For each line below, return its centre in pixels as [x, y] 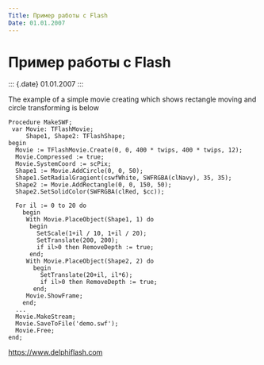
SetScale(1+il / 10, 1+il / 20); [92, 234]
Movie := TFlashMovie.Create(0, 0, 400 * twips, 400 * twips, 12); [129, 150]
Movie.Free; [35, 331]
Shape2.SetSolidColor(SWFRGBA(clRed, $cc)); [90, 192]
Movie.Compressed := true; [60, 157]
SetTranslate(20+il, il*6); [86, 275]
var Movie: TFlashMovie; [52, 129]
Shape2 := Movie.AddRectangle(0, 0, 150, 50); [94, 185]
